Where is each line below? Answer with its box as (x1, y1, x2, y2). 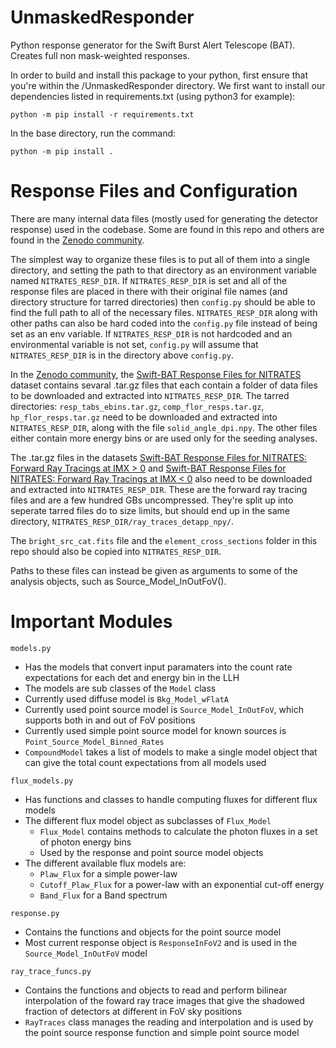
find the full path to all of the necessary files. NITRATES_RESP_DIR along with (10, 306, 318, 318)
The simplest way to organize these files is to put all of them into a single (10, 253, 310, 265)
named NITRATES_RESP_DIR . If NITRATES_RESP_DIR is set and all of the (10, 274, 287, 286)
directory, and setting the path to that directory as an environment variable (10, 264, 317, 276)
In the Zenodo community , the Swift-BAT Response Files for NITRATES (10, 368, 302, 380)
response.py (10, 908, 60, 918)
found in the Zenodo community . (10, 234, 145, 246)
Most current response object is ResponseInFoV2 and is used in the (24, 936, 298, 948)
